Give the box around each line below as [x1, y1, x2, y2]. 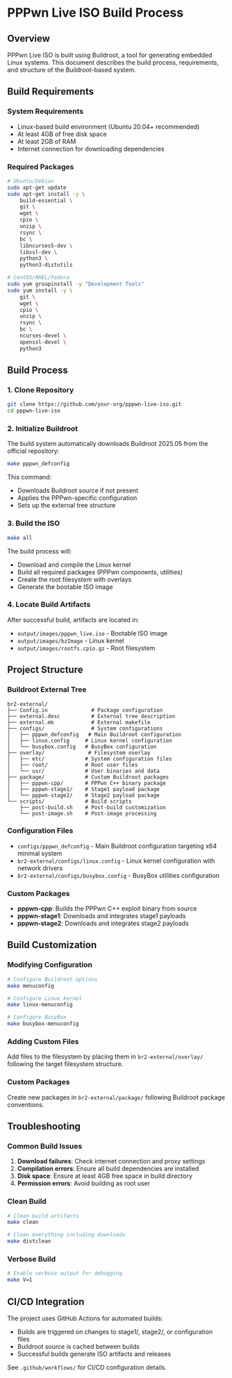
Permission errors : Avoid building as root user [17, 1179, 151, 1188]
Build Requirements [7, 85, 94, 98]
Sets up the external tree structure [17, 501, 116, 510]
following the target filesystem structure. [7, 1060, 124, 1068]
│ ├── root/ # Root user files [7, 761, 138, 768]
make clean [7, 1219, 39, 1226]
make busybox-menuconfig [7, 1020, 79, 1027]
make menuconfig [7, 982, 54, 989]
